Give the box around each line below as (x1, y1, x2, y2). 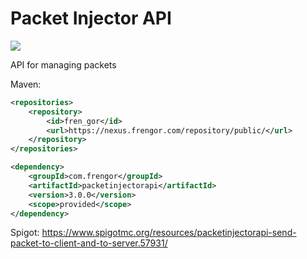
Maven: (10, 78, 42, 90)
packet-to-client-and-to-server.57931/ (10, 237, 168, 249)
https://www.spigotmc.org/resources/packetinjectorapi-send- (41, 227, 297, 239)
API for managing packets (10, 58, 117, 71)
